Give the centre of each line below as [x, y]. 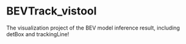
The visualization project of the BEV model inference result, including [93, 28]
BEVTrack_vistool [52, 11]
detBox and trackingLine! [38, 34]
